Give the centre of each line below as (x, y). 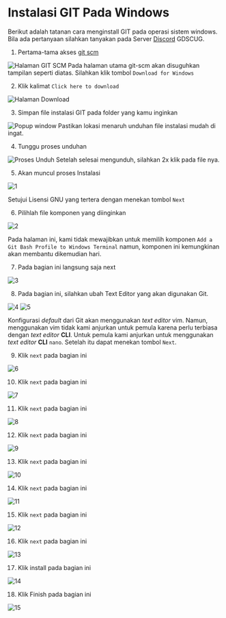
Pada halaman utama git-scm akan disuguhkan (134, 65)
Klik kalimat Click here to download (68, 86)
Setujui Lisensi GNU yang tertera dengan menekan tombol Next (96, 199)
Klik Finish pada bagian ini (54, 594)
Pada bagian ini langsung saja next (67, 267)
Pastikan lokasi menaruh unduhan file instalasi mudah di (137, 125)
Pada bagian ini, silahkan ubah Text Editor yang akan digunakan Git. (113, 293)
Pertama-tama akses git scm (58, 52)
